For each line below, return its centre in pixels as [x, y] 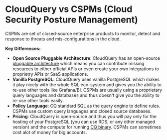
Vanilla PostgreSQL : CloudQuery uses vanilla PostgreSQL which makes [86, 79]
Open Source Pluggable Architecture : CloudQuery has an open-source [86, 58]
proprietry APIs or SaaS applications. [50, 74]
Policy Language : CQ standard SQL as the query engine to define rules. [86, 106]
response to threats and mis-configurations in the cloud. [63, 39]
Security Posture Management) [72, 20]
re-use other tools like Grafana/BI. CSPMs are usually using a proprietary [87, 90]
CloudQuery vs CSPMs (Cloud [69, 9]
